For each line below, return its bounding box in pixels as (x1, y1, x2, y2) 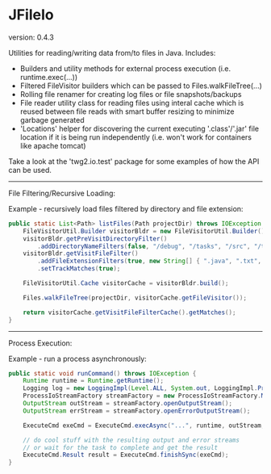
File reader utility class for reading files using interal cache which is (19, 98, 244, 107)
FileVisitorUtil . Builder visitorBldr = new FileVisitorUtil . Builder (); (23, 227, 269, 235)
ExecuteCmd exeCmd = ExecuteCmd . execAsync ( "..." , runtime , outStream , (23, 422, 265, 430)
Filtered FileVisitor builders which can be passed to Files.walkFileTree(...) (19, 81, 262, 90)
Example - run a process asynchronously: (8, 354, 147, 363)
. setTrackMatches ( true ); (37, 265, 121, 273)
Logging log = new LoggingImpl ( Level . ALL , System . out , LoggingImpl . (23, 384, 258, 392)
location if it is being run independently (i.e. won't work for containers (19, 132, 252, 142)
